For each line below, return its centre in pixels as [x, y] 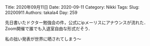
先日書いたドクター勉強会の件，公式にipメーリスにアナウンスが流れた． [77, 23]
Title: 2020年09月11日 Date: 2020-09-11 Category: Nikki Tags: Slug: [72, 7]
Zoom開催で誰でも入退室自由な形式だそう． [49, 29]
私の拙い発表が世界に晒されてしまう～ [43, 39]
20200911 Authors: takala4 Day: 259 [41, 13]
